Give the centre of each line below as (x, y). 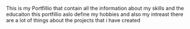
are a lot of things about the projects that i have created (73, 20)
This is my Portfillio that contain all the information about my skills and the (95, 8)
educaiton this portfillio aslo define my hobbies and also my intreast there (95, 14)
